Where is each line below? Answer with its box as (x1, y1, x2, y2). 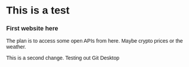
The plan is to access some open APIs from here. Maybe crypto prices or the (6, 37, 183, 44)
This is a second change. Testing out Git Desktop (6, 55, 120, 62)
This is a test (6, 4, 70, 17)
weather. (6, 43, 26, 50)
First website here (6, 25, 58, 32)
